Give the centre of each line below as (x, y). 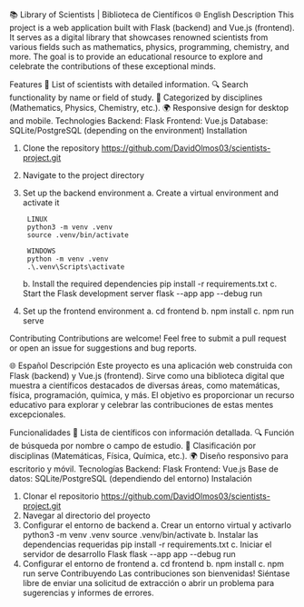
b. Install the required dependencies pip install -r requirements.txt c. (150, 284)
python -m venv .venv (68, 259)
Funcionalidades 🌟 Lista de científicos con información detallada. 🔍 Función (152, 433)
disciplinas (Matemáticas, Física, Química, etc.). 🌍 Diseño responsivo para (149, 456)
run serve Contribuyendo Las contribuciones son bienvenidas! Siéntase (156, 573)
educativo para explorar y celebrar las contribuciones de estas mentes (142, 405)
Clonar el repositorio (61, 496)
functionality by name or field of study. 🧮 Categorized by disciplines (136, 97)
